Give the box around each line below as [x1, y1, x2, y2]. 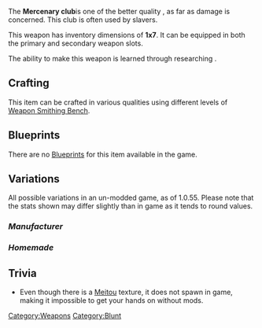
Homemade [8, 242, 54, 253]
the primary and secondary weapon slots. [8, 39, 143, 48]
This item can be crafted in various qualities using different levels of [8, 98, 228, 107]
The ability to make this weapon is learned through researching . [8, 54, 217, 63]
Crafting [8, 76, 50, 90]
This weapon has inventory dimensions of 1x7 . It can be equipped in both [8, 31, 245, 39]
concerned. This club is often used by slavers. [8, 15, 158, 24]
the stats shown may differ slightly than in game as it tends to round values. [8, 201, 253, 211]
